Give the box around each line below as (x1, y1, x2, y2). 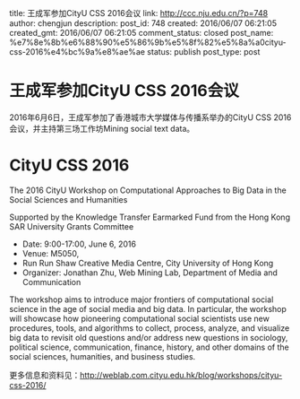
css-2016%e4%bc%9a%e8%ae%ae (9, 47, 146, 56)
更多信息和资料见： (9, 369, 81, 380)
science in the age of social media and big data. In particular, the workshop (9, 303, 287, 314)
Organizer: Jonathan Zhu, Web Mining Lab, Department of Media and (21, 267, 278, 278)
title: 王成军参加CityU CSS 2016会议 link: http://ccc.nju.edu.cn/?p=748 (9, 8, 269, 18)
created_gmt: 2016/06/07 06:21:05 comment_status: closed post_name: (9, 28, 274, 38)
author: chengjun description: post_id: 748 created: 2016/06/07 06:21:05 (9, 18, 278, 29)
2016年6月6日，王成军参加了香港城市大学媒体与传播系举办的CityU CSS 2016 (9, 111, 292, 123)
